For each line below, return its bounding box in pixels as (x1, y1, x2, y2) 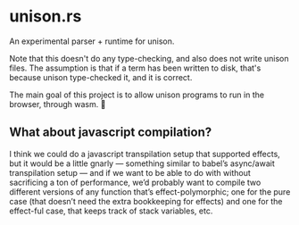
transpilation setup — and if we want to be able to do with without (9, 167, 252, 178)
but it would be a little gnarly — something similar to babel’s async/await (9, 158, 275, 169)
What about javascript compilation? (9, 125, 212, 140)
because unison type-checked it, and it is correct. (9, 71, 193, 82)
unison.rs (9, 6, 82, 27)
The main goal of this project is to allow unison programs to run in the (9, 89, 265, 100)
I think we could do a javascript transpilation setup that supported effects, (9, 148, 281, 159)
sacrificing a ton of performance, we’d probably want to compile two (9, 177, 262, 187)
